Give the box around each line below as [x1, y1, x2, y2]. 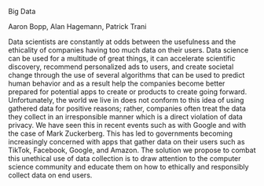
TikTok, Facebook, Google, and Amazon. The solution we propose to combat [8, 145, 256, 155]
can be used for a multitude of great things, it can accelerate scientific [8, 54, 236, 63]
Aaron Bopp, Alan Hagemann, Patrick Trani [8, 22, 147, 31]
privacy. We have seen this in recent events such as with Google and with [8, 121, 247, 129]
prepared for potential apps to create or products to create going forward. [8, 87, 247, 97]
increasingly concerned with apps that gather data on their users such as [8, 137, 245, 146]
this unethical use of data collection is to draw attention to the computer [8, 154, 241, 163]
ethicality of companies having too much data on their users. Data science [8, 46, 249, 54]
